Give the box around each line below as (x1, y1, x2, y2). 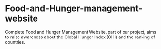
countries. (5, 39, 25, 45)
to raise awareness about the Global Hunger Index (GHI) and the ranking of (5, 34, 156, 40)
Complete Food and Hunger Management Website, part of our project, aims (5, 29, 157, 35)
